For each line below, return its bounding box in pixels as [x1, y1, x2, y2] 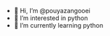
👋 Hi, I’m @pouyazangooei [13, 7, 91, 15]
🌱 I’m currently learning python [13, 21, 104, 29]
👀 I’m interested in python [13, 14, 88, 22]
